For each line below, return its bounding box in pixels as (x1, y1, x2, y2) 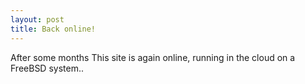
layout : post (10, 14, 65, 25)
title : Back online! (10, 24, 97, 34)
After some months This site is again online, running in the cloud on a (10, 51, 296, 63)
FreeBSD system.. (10, 62, 84, 74)
